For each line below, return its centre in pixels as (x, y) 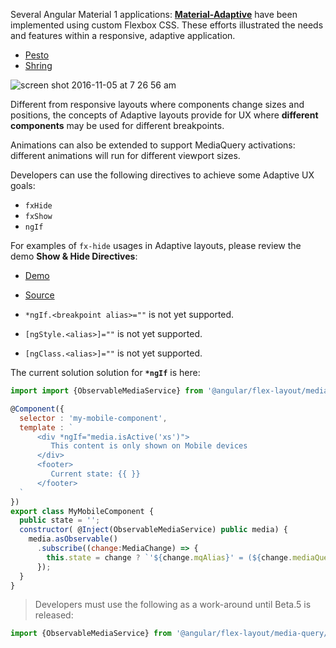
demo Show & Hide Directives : (74, 256)
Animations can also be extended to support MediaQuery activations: (153, 145)
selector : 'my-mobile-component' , (93, 418)
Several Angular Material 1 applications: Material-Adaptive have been (154, 14)
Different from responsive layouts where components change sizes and (157, 104)
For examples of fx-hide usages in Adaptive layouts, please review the (156, 245)
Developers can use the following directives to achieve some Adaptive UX (162, 175)
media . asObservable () (73, 539)
